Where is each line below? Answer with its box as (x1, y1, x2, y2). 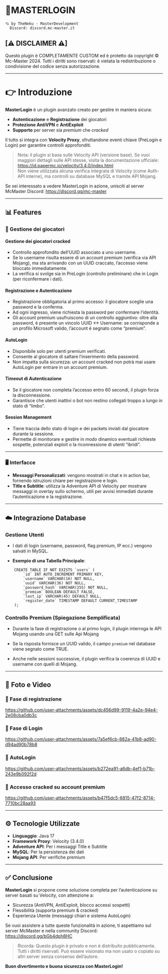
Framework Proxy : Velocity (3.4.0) (12, 838, 84, 844)
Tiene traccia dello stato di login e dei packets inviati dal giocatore (12, 426, 149, 432)
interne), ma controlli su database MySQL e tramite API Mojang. (25, 173, 157, 179)
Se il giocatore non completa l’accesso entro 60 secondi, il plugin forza (12, 386, 159, 393)
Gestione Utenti (5, 531, 44, 538)
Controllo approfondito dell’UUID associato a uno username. (12, 249, 136, 255)
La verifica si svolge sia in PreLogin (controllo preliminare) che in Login (12, 271, 158, 277)
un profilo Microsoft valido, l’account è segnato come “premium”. (12, 325, 146, 331)
